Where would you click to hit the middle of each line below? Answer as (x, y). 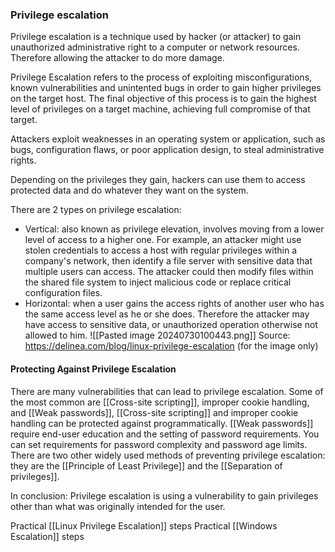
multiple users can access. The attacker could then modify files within (169, 272)
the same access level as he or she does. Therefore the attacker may (167, 314)
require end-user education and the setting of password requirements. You (165, 434)
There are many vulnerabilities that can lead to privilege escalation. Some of (167, 391)
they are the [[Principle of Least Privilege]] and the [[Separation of (146, 465)
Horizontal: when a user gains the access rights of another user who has (174, 304)
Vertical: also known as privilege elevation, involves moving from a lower (174, 229)
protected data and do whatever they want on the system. (129, 190)
